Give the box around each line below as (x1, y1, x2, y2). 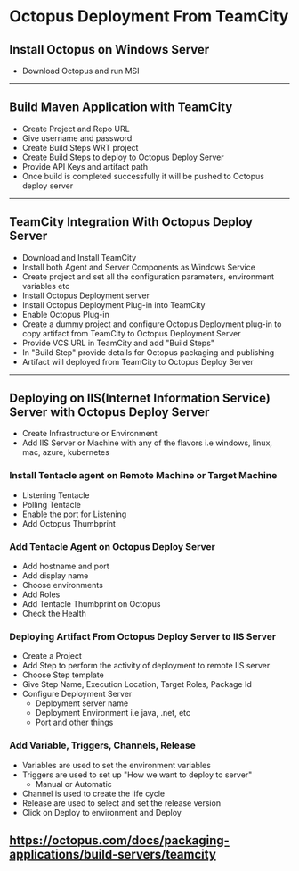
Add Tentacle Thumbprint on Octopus (21, 599, 161, 610)
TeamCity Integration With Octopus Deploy (9, 214, 254, 229)
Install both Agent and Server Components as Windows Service (21, 261, 256, 272)
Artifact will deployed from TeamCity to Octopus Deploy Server (21, 356, 254, 367)
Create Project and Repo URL (21, 123, 131, 134)
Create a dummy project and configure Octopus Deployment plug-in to (21, 319, 282, 329)
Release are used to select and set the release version (21, 797, 221, 809)
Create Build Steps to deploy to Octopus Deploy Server (21, 152, 224, 162)
